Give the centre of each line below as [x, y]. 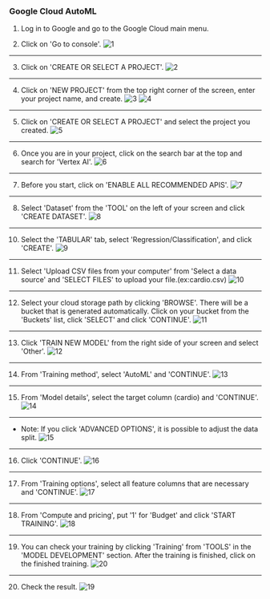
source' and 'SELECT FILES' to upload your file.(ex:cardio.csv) [124, 280]
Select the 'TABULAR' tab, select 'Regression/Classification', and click [136, 240]
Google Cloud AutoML [53, 11]
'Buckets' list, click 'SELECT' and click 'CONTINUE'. [106, 320]
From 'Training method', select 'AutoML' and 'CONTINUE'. [116, 374]
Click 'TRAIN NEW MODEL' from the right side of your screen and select [139, 343]
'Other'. [33, 351]
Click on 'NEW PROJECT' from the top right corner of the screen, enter [138, 91]
